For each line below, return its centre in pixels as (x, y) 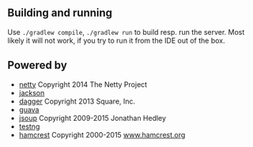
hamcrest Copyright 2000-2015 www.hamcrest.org (102, 134)
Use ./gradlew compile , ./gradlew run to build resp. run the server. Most (126, 32)
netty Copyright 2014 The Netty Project (83, 84)
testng (29, 126)
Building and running (60, 13)
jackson (32, 92)
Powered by (38, 65)
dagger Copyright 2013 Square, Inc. (77, 101)
